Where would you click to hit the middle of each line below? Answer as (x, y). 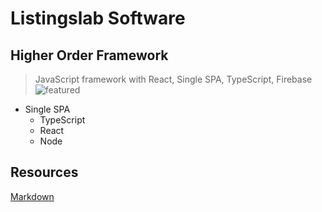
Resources (44, 172)
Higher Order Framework (89, 55)
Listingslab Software (98, 18)
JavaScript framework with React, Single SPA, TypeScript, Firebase (173, 79)
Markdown (32, 196)
